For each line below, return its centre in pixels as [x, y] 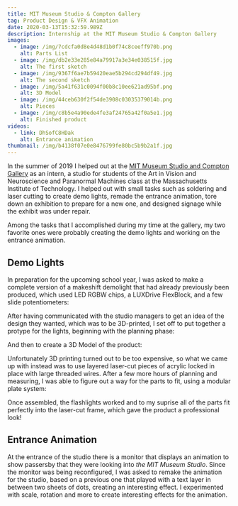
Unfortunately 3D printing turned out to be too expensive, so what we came [118, 358]
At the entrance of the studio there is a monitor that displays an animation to [118, 457]
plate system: [27, 388]
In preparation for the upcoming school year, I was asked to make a [106, 279]
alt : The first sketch [53, 67]
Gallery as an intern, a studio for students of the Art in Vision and [102, 174]
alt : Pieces [38, 106]
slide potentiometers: [38, 302]
